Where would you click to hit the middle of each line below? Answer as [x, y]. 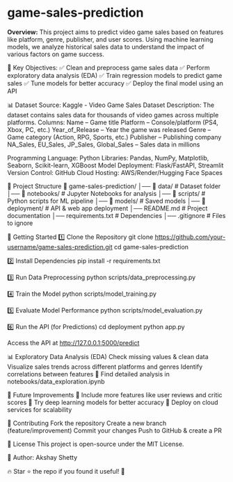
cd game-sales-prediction [151, 247]
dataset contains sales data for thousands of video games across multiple [113, 115]
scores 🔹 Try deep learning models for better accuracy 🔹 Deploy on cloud [113, 402]
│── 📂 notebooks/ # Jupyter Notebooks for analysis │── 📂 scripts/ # [106, 193]
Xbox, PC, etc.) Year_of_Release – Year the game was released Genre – [109, 129]
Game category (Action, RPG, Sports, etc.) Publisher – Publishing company [114, 137]
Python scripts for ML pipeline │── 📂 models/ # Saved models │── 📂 [107, 201]
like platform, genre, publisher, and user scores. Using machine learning [110, 39]
